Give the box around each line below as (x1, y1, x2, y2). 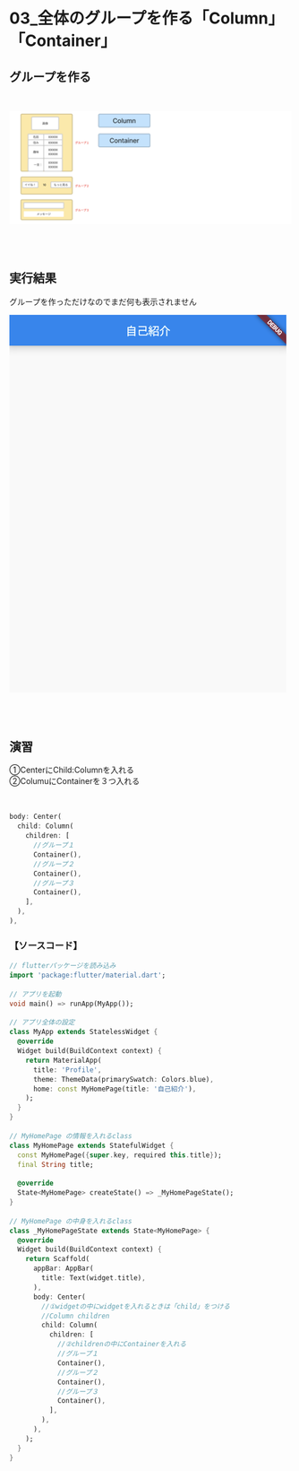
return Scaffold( (25, 1255, 90, 1264)
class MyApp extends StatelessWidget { (9, 1028, 158, 1037)
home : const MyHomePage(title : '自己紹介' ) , (32, 1084, 197, 1093)
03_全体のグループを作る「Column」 (9, 8, 285, 29)
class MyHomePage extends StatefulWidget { (9, 1141, 175, 1150)
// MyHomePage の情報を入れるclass (9, 1131, 132, 1140)
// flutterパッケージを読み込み (9, 962, 116, 971)
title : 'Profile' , (32, 1065, 102, 1075)
